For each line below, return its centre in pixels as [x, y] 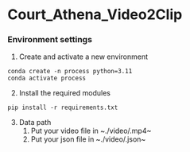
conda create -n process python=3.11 [70, 72]
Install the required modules [65, 93]
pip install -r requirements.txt [63, 108]
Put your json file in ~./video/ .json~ [88, 139]
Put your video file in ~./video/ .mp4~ [91, 131]
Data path [35, 123]
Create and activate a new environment [83, 57]
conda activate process [47, 78]
